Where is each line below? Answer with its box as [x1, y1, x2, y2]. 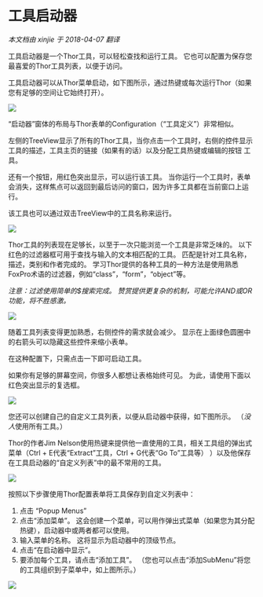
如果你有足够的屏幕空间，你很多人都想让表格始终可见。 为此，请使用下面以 [8, 370, 251, 379]
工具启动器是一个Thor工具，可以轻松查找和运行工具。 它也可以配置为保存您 [8, 51, 253, 60]
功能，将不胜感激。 [8, 295, 71, 305]
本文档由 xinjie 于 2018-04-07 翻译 [8, 35, 120, 44]
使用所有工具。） [15, 421, 67, 430]
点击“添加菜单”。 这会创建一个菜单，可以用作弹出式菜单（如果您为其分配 [19, 515, 255, 525]
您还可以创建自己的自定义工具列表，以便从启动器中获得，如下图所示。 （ [8, 412, 244, 421]
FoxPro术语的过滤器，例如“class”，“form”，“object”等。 [8, 269, 191, 279]
